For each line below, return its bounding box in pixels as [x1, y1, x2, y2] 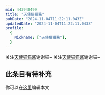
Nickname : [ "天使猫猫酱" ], [14, 35, 67, 40]
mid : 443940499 [5, 7, 37, 12]
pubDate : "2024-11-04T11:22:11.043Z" [5, 16, 84, 21]
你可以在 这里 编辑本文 [5, 84, 49, 90]
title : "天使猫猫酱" [5, 12, 44, 17]
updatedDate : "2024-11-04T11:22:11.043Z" [5, 21, 93, 26]
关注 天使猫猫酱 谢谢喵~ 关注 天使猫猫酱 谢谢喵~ [5, 54, 100, 60]
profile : [5, 26, 24, 31]
